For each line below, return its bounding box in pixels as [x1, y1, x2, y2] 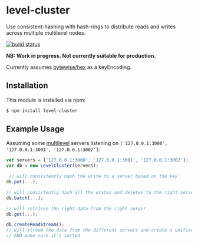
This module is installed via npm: [6, 96, 85, 103]
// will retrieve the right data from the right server [6, 206, 146, 212]
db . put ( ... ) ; [6, 179, 38, 185]
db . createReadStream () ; [6, 222, 65, 227]
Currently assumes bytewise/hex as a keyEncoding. [6, 63, 131, 71]
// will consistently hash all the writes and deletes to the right [6, 189, 178, 195]
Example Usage [6, 124, 65, 134]
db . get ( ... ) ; [6, 211, 38, 217]
